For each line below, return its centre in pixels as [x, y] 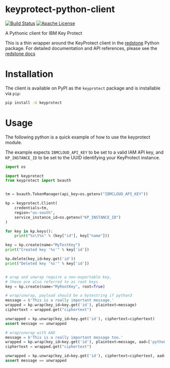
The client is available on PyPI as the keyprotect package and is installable [83, 88]
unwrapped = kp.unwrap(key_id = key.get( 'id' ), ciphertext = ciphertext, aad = [86, 356]
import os [16, 167]
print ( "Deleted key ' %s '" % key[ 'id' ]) [47, 263]
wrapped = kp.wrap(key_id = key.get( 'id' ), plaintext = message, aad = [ [78, 342]
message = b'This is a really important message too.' [64, 337]
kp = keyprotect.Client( [31, 203]
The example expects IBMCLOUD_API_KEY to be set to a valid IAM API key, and [84, 152]
